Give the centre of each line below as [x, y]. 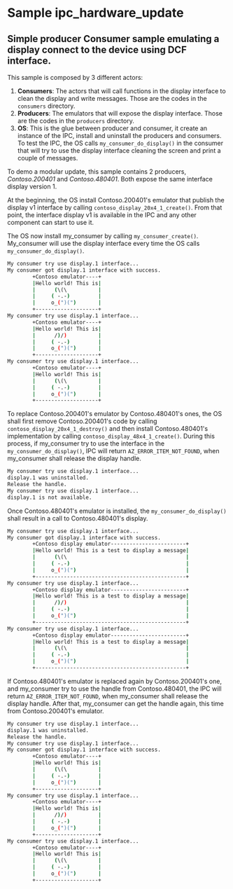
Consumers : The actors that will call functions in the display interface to [121, 91]
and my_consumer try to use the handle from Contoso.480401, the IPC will [114, 689]
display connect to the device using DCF [97, 49]
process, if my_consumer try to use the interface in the [86, 443]
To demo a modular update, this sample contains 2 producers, [97, 172]
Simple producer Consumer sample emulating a [113, 39]
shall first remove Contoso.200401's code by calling [82, 421]
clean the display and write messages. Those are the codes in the [112, 98]
